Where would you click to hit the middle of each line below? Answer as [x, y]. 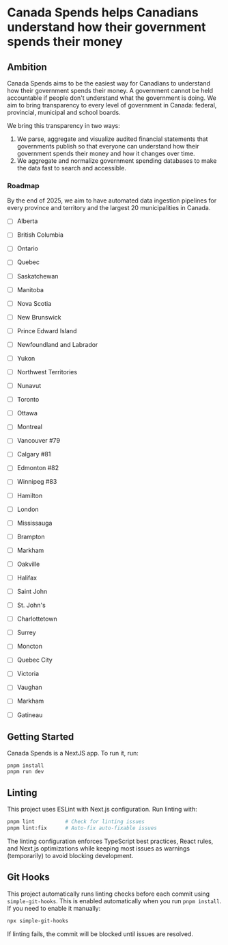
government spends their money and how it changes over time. [106, 153]
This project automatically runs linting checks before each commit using [109, 894]
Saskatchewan [38, 276]
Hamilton [30, 495]
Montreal [30, 427]
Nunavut [29, 386]
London [28, 509]
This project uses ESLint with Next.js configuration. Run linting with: [102, 810]
